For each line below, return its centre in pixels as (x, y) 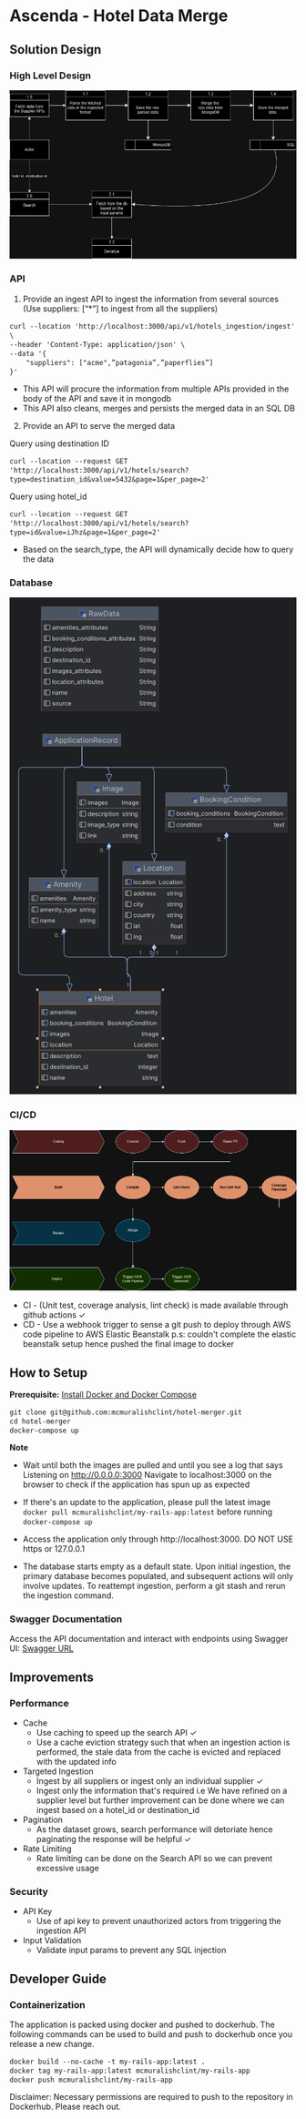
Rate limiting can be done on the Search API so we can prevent (154, 1858)
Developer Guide (58, 1978)
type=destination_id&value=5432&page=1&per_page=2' (109, 479)
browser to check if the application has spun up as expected (136, 1484)
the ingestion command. (68, 1595)
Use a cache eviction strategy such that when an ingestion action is (163, 1742)
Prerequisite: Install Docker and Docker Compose (103, 1394)
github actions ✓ (54, 1315)
